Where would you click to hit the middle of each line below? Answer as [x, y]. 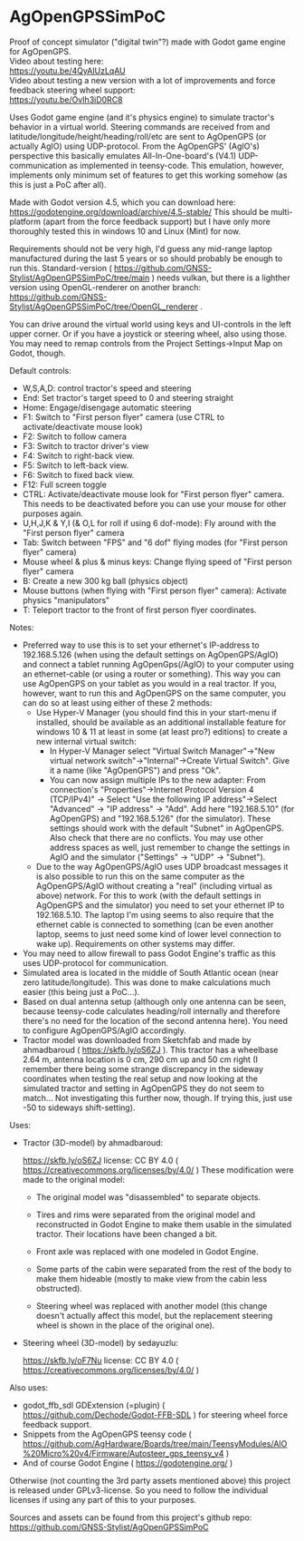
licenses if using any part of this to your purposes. [103, 1499]
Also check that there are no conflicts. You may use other [157, 837]
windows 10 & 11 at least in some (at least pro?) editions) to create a [161, 731]
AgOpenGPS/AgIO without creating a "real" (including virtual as [154, 885]
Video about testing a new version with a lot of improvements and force [142, 80]
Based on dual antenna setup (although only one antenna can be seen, [154, 1001]
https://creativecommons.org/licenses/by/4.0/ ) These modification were [158, 1170]
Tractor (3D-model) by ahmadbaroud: [93, 1142]
